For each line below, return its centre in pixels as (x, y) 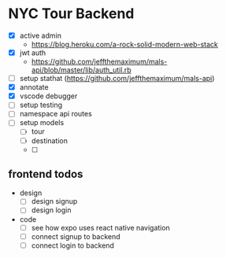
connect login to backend (72, 245)
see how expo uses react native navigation (101, 227)
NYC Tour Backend (71, 14)
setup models (42, 123)
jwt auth (33, 53)
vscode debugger (48, 96)
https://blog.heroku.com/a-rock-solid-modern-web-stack (125, 44)
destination (50, 140)
